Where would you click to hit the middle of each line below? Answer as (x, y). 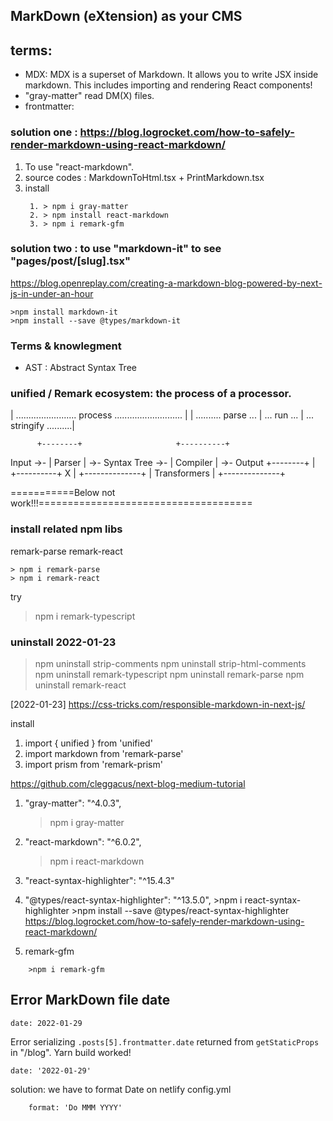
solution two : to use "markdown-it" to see (116, 249)
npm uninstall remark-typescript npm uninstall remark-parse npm (169, 674)
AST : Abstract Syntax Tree (80, 368)
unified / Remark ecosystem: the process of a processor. (151, 394)
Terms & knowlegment (66, 346)
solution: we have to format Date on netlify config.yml (121, 1089)
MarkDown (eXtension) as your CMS (126, 16)
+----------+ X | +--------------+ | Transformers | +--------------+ (148, 473)
